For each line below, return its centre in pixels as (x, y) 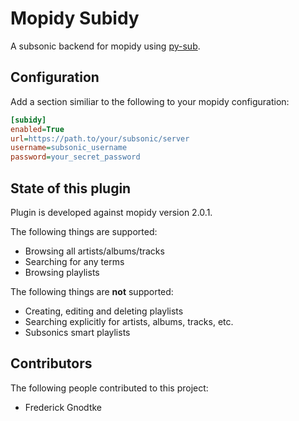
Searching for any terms (74, 261)
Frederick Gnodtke (63, 407)
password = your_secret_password (75, 157)
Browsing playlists (62, 272)
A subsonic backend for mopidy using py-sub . (105, 46)
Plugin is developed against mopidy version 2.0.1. (111, 212)
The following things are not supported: (92, 291)
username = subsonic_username (69, 148)
